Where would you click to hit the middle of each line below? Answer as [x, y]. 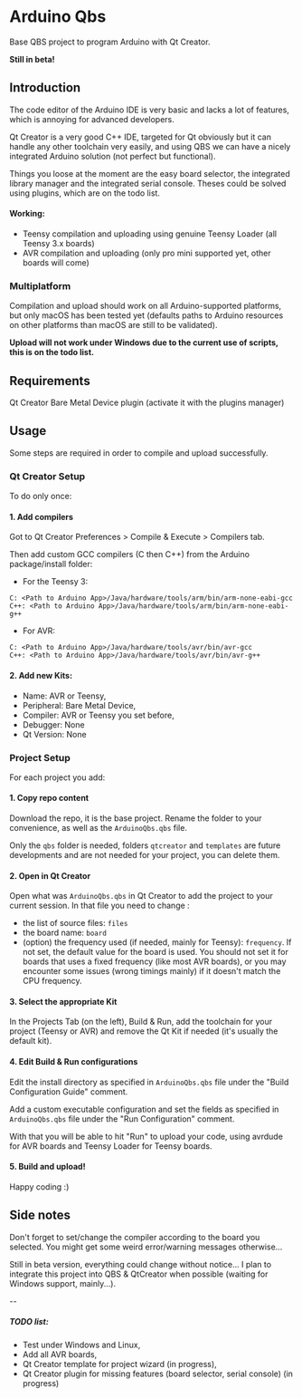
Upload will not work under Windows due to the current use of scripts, [144, 342]
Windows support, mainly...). [62, 1283]
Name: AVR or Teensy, [64, 696]
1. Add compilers [42, 516]
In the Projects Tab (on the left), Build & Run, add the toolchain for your [141, 1022]
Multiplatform [40, 285]
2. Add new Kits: [41, 675]
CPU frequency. [52, 981]
